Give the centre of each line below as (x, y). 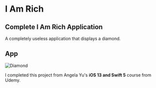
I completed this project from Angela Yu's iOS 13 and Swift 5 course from (78, 75)
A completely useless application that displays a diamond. (63, 38)
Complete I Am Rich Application (54, 27)
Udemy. (13, 80)
